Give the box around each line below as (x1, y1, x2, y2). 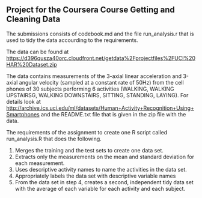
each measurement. (14, 159, 65, 167)
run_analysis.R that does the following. (6, 135, 102, 142)
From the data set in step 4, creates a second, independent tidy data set (14, 178, 194, 185)
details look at (6, 98, 41, 105)
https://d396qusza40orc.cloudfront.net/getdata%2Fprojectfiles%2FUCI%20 (6, 54, 196, 62)
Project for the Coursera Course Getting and (6, 5, 176, 15)
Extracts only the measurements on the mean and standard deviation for (14, 153, 194, 160)
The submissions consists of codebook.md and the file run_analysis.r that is (6, 30, 194, 37)
